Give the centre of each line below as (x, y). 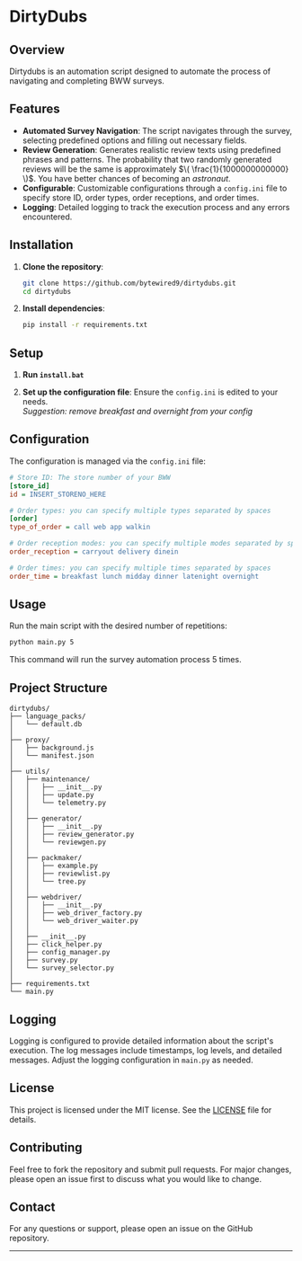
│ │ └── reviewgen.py (58, 842)
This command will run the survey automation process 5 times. (125, 660)
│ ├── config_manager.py (60, 953)
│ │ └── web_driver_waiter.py (74, 921)
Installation (41, 245)
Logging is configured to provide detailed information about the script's (142, 1041)
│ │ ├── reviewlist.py (60, 874)
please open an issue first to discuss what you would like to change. (136, 1178)
